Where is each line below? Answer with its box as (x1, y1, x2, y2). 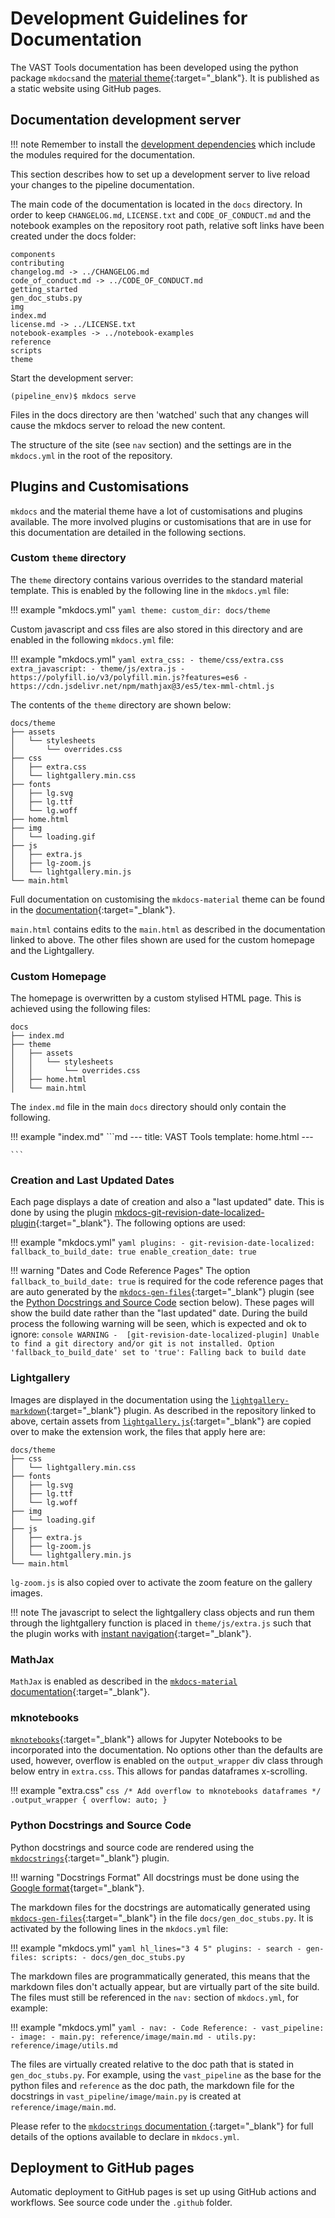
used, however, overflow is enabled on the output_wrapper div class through (10, 1755, 324, 1767)
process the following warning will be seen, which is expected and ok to (10, 1318, 307, 1330)
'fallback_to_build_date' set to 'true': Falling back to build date (10, 1348, 307, 1358)
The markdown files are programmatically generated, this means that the (10, 1970, 311, 1982)
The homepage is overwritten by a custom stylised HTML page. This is (10, 992, 302, 1004)
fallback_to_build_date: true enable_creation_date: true (10, 1247, 257, 1257)
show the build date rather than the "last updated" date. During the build (10, 1307, 308, 1319)
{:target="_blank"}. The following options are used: (35, 1217, 246, 1229)
